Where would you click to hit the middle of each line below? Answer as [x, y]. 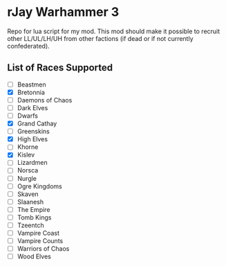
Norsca [28, 170]
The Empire [34, 209]
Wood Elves [34, 256]
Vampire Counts [40, 241]
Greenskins [33, 132]
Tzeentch [31, 225]
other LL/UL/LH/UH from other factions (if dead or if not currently [100, 38]
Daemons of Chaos [45, 100]
